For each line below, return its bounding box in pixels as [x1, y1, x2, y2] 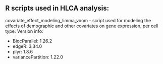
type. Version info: [5, 28, 44, 34]
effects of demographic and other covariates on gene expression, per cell [5, 23, 158, 29]
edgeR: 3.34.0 [12, 43, 42, 49]
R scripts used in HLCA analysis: [5, 4, 110, 13]
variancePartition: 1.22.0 [12, 54, 63, 60]
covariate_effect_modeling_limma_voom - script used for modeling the [5, 17, 151, 23]
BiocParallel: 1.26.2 [12, 38, 52, 44]
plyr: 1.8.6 [12, 48, 33, 54]
